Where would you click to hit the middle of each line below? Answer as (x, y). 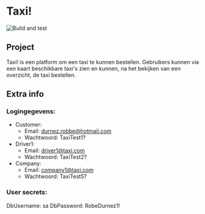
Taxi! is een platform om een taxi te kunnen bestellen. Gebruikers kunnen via (103, 62)
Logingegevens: (31, 112)
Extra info (25, 94)
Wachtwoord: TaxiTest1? (55, 138)
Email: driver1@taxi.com (54, 151)
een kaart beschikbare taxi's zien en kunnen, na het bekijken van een (94, 68)
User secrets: (27, 192)
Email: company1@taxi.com (59, 170)
